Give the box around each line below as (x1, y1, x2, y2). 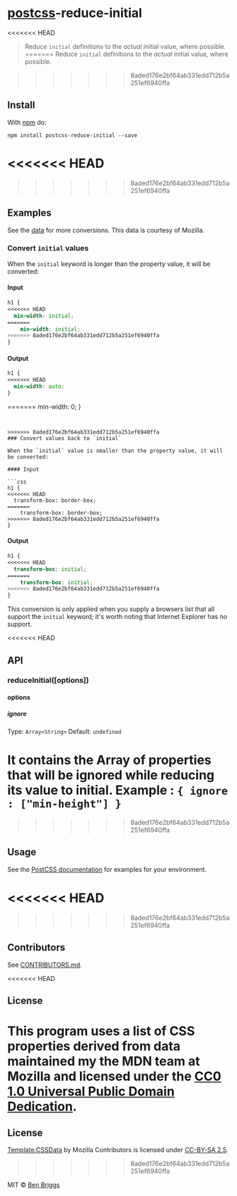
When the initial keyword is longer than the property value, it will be (7, 259, 211, 268)
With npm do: (7, 118, 47, 126)
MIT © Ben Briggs (7, 1180, 60, 1189)
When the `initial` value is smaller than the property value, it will (7, 447, 223, 454)
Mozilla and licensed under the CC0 (7, 1068, 221, 1085)
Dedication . (7, 1099, 77, 1115)
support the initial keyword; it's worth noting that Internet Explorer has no (7, 613, 228, 621)
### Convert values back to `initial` (7, 434, 122, 441)
